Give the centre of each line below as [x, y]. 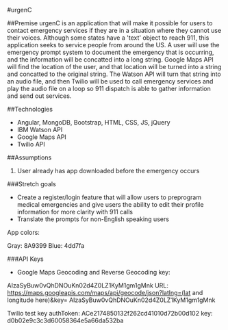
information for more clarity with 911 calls [75, 212]
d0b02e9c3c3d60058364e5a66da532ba [65, 320]
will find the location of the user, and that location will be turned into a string [114, 67]
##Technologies [30, 109]
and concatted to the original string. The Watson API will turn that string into [114, 74]
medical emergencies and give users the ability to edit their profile [110, 204]
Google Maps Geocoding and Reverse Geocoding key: [93, 272]
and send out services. [39, 96]
